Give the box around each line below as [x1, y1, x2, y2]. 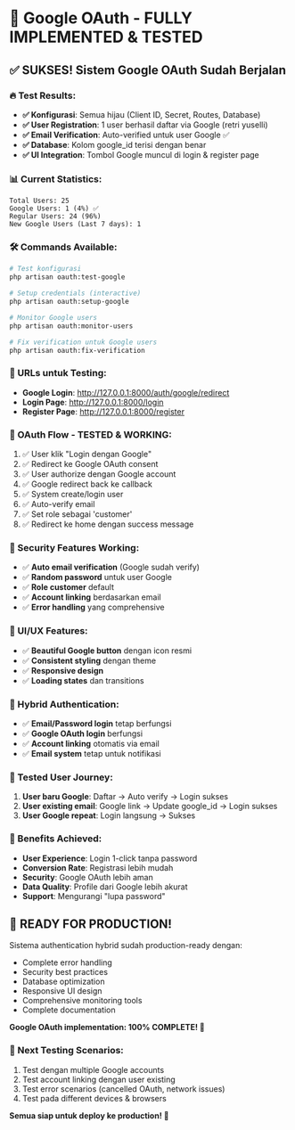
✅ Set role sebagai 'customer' [21, 509, 133, 520]
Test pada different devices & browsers [21, 1093, 167, 1103]
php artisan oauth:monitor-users [9, 321, 134, 331]
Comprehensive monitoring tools [21, 995, 143, 1006]
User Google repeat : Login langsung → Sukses [21, 810, 196, 821]
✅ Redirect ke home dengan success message [21, 519, 194, 529]
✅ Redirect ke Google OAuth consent [21, 459, 159, 470]
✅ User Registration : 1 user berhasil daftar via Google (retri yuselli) [21, 119, 269, 130]
